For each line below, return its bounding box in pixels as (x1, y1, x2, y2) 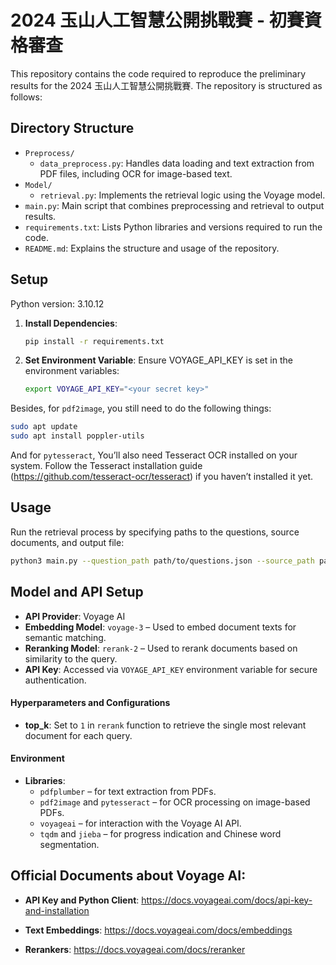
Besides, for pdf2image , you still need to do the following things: (10, 402, 272, 415)
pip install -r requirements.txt (24, 336, 165, 346)
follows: (10, 91, 43, 103)
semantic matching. (24, 631, 107, 643)
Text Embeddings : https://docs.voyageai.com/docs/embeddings (24, 924, 293, 936)
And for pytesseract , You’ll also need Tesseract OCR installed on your (10, 449, 298, 461)
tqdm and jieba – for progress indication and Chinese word (39, 827, 282, 840)
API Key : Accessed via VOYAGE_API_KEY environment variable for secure (24, 663, 318, 675)
